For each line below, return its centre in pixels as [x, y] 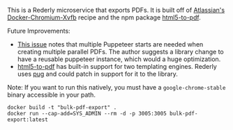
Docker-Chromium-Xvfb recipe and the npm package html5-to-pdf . [104, 17]
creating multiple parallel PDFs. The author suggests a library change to [121, 52]
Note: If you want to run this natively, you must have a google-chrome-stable [116, 87]
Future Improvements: [39, 31]
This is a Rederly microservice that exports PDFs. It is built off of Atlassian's [116, 10]
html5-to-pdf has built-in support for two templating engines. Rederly [117, 66]
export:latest [28, 120]
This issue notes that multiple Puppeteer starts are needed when [110, 44]
